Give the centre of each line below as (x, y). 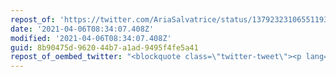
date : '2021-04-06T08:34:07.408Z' (82, 29)
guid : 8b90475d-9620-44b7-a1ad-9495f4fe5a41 (104, 47)
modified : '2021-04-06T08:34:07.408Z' (91, 38)
